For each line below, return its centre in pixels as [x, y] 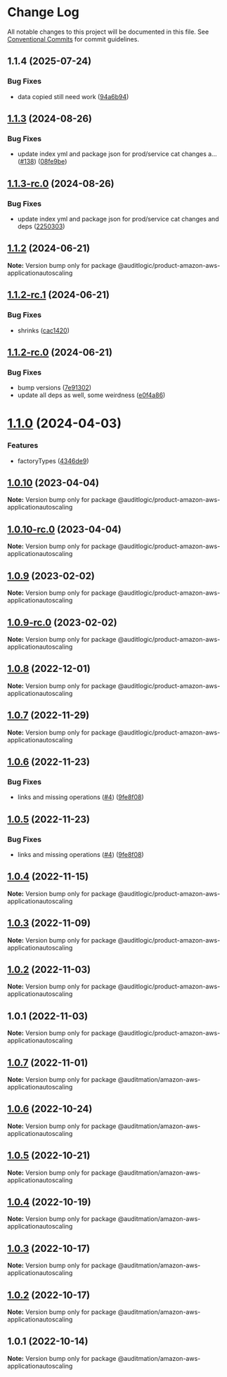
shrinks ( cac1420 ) [44, 330]
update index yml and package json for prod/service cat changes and [118, 219]
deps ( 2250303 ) [41, 226]
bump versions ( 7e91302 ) [54, 388]
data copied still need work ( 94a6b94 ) [73, 96]
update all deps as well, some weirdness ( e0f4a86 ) [91, 395]
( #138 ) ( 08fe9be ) [42, 162]
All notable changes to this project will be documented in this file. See [108, 32]
